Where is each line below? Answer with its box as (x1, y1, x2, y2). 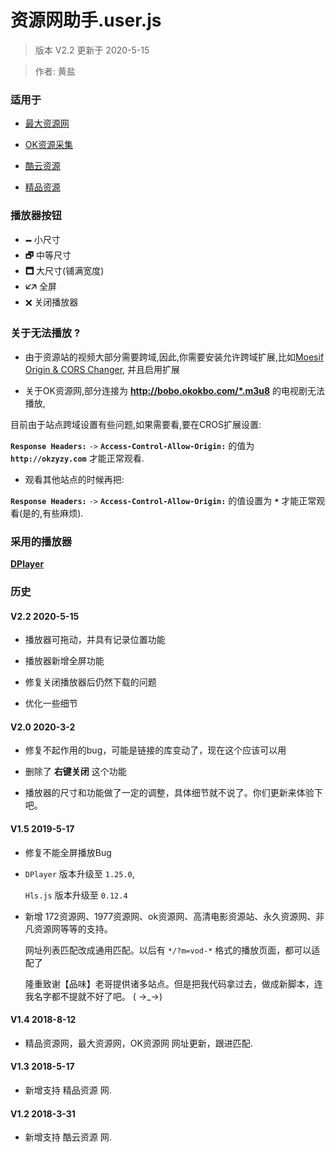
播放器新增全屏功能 (24, 655, 105, 667)
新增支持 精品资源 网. (24, 1084, 112, 1096)
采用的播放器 (10, 534, 73, 548)
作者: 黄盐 (34, 65, 76, 77)
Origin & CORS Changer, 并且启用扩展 (24, 363, 181, 375)
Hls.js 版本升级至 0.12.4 (24, 889, 128, 901)
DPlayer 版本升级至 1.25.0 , (24, 867, 135, 880)
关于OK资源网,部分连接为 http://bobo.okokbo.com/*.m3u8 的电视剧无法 (24, 384, 325, 396)
